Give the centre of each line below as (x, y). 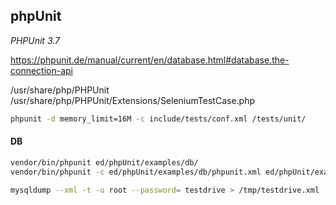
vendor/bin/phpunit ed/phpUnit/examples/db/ (104, 162)
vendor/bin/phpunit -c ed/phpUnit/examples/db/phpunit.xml (136, 172)
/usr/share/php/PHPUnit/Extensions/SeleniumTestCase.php (132, 100)
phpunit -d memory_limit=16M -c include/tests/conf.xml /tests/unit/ (158, 119)
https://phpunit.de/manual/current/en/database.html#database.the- (150, 60)
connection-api (41, 70)
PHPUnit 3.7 (35, 40)
